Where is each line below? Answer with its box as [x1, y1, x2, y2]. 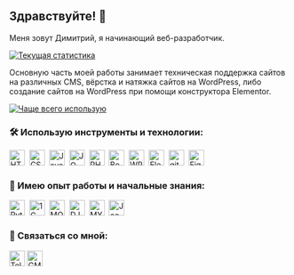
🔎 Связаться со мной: [9, 230, 108, 242]
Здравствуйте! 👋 [9, 9, 107, 24]
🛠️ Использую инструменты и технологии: [9, 125, 204, 138]
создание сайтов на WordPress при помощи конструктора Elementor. [9, 85, 272, 96]
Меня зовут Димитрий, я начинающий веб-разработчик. [9, 32, 225, 43]
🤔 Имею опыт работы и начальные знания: [9, 180, 206, 192]
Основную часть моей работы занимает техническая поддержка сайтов [9, 67, 286, 77]
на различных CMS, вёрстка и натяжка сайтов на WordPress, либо [9, 77, 262, 87]
